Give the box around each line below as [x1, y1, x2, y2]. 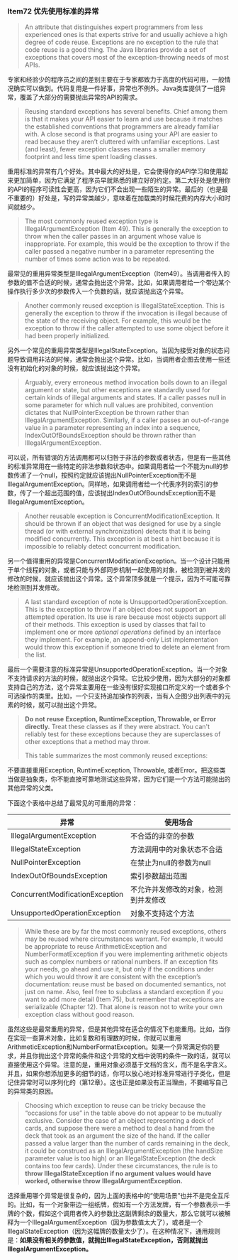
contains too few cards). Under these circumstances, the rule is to [24, 1162, 218, 1170]
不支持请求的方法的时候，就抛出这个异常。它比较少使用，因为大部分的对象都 [7, 674, 231, 683]
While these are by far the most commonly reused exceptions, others [24, 927, 227, 936]
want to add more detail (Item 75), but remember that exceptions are [24, 995, 225, 1003]
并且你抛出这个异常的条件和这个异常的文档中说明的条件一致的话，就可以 [19, 1052, 231, 1060]
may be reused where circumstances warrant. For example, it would [24, 935, 223, 943]
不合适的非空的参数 [130, 831, 195, 841]
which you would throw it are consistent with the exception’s [24, 972, 201, 981]
